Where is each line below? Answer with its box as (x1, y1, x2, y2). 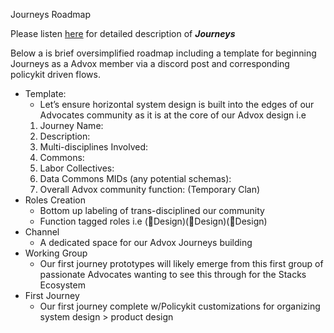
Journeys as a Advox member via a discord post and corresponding (10, 58, 290, 69)
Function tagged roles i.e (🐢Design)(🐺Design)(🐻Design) (39, 215, 268, 227)
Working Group (24, 247, 88, 259)
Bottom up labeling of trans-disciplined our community (39, 205, 265, 216)
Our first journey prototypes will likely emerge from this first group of (39, 258, 324, 269)
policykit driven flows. (10, 69, 101, 80)
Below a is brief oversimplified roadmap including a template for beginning (10, 47, 317, 59)
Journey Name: (39, 120, 104, 131)
